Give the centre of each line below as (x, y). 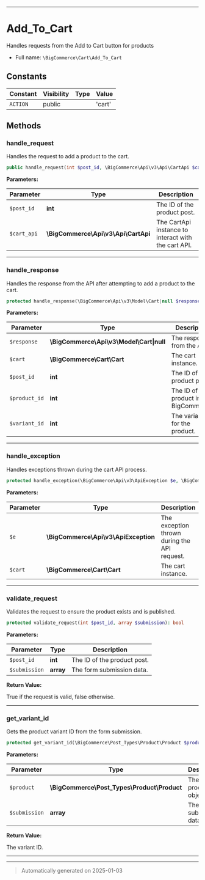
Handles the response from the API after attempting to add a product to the (101, 283)
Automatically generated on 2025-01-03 (72, 871)
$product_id (27, 398)
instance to (172, 230)
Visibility (56, 94)
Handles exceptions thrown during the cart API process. (77, 469)
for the (181, 424)
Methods (24, 126)
